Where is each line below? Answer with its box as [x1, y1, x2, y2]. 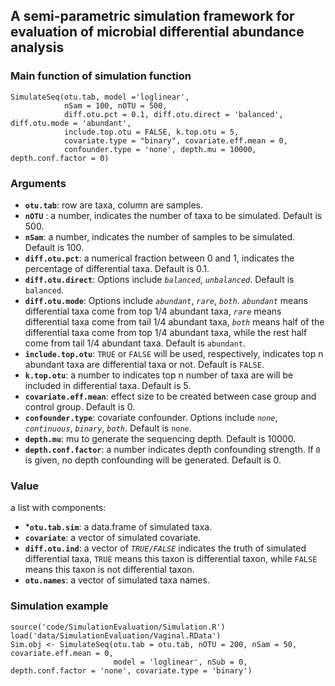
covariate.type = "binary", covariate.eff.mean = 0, [63, 135, 288, 146]
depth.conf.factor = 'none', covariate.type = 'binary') [10, 665, 253, 676]
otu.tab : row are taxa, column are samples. [24, 199, 204, 211]
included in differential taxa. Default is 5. [24, 379, 192, 391]
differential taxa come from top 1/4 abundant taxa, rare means [24, 305, 282, 317]
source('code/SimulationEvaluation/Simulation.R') [10, 622, 226, 632]
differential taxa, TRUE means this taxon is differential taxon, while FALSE [24, 553, 318, 565]
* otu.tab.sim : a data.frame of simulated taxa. [24, 521, 213, 533]
